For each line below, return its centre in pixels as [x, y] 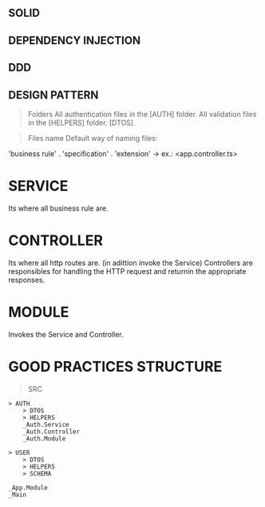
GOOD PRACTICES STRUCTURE [115, 366]
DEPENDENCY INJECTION [75, 40]
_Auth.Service [46, 425]
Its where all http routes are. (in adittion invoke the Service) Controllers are [131, 263]
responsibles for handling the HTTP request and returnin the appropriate [127, 271]
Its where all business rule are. [59, 208]
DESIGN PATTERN [53, 95]
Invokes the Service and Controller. [66, 334]
